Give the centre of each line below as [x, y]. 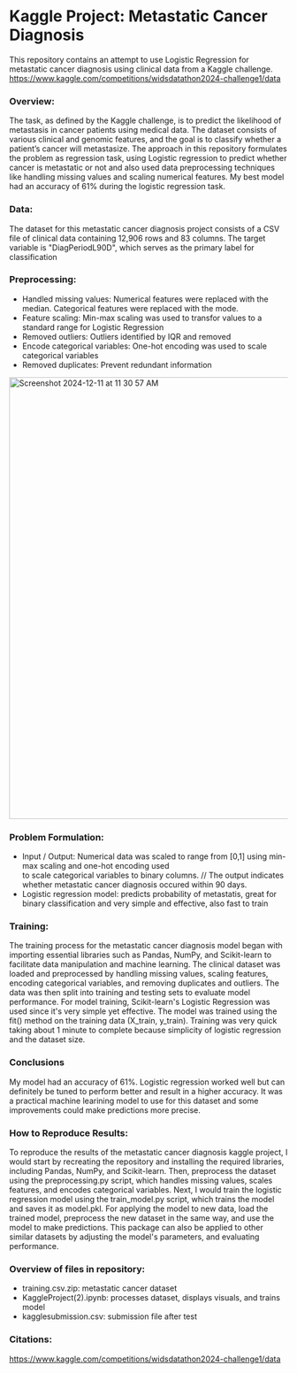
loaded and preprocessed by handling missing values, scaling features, [139, 974]
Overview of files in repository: [77, 1269]
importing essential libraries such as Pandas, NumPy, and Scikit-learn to [141, 955]
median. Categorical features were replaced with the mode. [130, 308]
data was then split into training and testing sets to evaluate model [129, 993]
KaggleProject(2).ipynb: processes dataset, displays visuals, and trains [151, 1298]
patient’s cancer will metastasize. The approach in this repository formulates [148, 149]
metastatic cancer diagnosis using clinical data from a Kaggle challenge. [141, 69]
